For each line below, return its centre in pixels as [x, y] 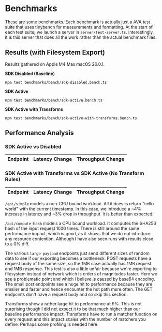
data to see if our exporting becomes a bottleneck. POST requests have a [78, 258]
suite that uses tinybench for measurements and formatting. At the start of [79, 27]
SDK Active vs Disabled [33, 147]
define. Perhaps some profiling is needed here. [52, 324]
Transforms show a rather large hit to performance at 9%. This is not [73, 303]
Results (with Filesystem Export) [55, 53]
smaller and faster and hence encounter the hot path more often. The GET [79, 289]
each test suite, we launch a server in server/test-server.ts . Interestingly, [80, 32]
